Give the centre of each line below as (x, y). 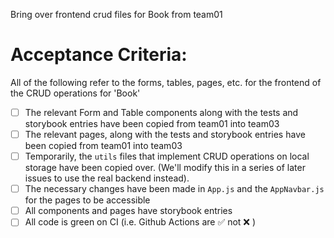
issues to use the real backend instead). (107, 178)
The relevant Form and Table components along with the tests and (161, 112)
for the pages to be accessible (87, 200)
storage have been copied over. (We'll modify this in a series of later (165, 168)
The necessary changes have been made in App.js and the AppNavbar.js (174, 189)
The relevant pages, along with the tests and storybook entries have (165, 134)
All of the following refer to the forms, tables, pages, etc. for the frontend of (166, 82)
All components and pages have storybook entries (128, 211)
